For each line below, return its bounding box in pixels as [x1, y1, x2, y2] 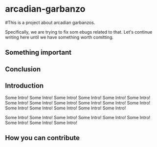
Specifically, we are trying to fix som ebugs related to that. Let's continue [5, 29, 153, 35]
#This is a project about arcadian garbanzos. [5, 20, 95, 25]
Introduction [5, 82, 44, 90]
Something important [5, 48, 72, 57]
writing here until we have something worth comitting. [5, 34, 114, 40]
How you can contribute [5, 133, 80, 142]
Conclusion [5, 65, 41, 73]
